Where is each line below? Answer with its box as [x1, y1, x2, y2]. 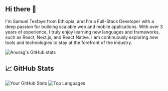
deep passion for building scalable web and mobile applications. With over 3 [5, 23, 163, 29]
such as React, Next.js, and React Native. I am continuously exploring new [5, 34, 158, 40]
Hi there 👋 [5, 5, 37, 13]
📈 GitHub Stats [5, 64, 54, 73]
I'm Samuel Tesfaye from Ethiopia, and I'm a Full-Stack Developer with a [5, 18, 154, 24]
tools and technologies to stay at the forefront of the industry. [5, 39, 132, 45]
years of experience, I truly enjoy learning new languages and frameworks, [5, 28, 160, 35]
